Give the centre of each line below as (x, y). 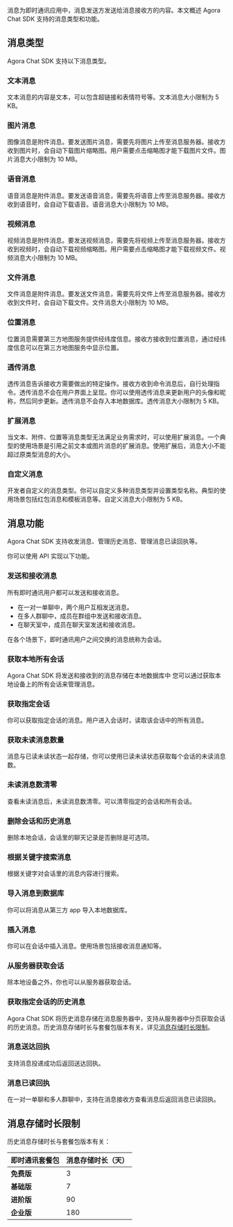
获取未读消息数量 (36, 740)
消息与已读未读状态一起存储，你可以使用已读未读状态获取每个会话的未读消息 (116, 757)
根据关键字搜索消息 (39, 857)
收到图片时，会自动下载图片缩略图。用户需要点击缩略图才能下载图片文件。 (113, 151)
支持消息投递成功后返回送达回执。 (56, 1063)
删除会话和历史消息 (39, 821)
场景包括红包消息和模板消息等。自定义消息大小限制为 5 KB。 (100, 500)
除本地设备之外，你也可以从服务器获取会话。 (71, 982)
